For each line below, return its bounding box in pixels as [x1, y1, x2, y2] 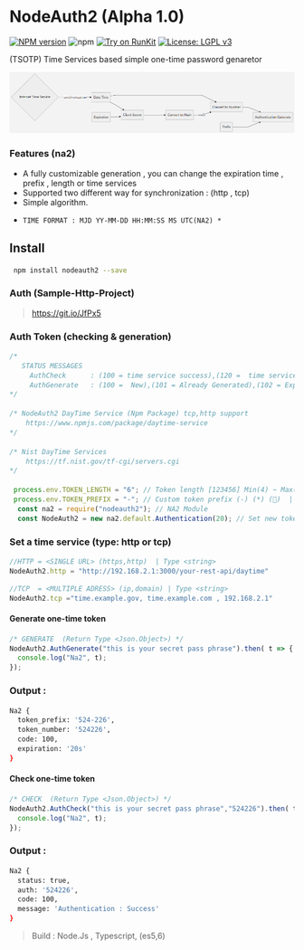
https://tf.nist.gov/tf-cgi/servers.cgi [25, 457, 180, 466]
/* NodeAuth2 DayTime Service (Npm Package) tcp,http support [9, 409, 249, 418]
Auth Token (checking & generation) [9, 330, 172, 343]
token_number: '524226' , [17, 726, 111, 735]
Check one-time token [9, 774, 96, 784]
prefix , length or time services [22, 177, 138, 188]
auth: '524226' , [17, 885, 79, 895]
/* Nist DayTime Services [9, 447, 107, 456]
